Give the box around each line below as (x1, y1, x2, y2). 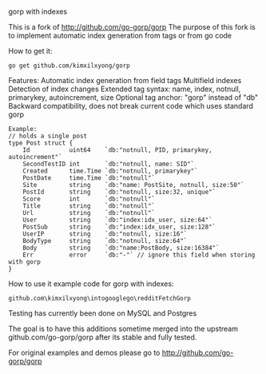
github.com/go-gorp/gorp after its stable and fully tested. (8, 332, 197, 342)
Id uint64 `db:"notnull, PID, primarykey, (22, 146, 213, 154)
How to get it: (8, 46, 53, 55)
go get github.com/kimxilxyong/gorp (8, 62, 130, 70)
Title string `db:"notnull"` (22, 202, 156, 210)
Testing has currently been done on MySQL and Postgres (8, 308, 197, 318)
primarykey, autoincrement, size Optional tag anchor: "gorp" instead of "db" (8, 93, 259, 102)
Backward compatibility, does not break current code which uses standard (8, 101, 254, 110)
